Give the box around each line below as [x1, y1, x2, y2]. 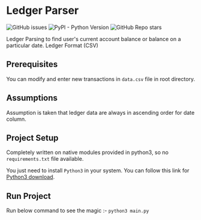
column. [6, 115, 27, 123]
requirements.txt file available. [6, 155, 84, 163]
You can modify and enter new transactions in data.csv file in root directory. [6, 75, 196, 82]
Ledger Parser [6, 4, 79, 18]
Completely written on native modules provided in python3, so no [6, 149, 169, 156]
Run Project [6, 191, 51, 201]
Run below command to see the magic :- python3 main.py [6, 207, 149, 215]
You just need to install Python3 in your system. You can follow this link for [6, 167, 190, 174]
